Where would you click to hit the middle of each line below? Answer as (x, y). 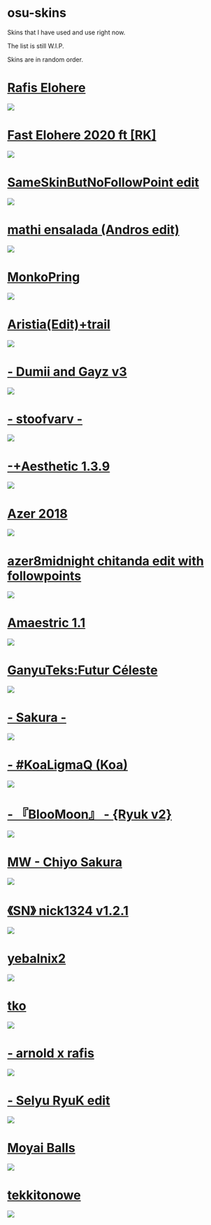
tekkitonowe (44, 1195)
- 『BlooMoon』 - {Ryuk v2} (90, 814)
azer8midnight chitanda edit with (105, 561)
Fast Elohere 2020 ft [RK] (82, 135)
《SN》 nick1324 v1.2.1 (68, 911)
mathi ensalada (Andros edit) (93, 230)
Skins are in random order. (45, 59)
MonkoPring (44, 277)
